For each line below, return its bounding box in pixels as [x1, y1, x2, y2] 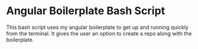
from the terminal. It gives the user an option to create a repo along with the [6, 30, 192, 37]
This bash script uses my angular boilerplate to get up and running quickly [6, 24, 189, 31]
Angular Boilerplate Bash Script [6, 4, 165, 18]
